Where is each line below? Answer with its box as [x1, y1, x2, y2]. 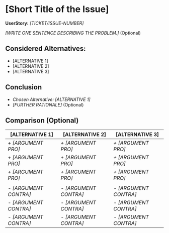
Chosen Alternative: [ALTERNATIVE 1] [12, 96, 91, 102]
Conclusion [5, 83, 42, 91]
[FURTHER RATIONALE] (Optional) [12, 101, 84, 107]
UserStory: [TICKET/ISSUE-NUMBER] [5, 20, 84, 26]
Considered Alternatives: [5, 44, 86, 53]
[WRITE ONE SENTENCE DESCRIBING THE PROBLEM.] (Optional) [5, 30, 141, 36]
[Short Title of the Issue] [5, 4, 109, 15]
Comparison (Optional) [5, 116, 79, 125]
